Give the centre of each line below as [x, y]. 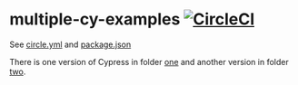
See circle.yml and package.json [70, 44]
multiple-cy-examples [95, 19]
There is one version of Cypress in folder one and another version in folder [149, 61]
